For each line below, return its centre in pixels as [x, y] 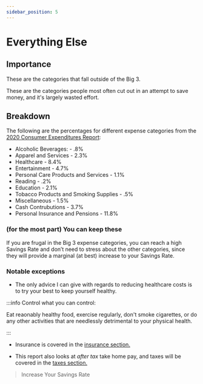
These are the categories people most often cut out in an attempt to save [98, 91]
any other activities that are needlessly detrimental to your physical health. [99, 321]
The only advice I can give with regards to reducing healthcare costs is [104, 285]
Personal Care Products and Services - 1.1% [70, 175]
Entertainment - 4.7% [42, 168]
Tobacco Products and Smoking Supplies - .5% [74, 194]
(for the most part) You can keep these [64, 230]
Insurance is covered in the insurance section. [72, 345]
